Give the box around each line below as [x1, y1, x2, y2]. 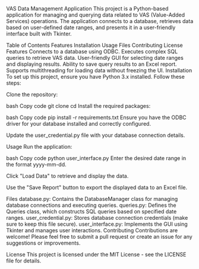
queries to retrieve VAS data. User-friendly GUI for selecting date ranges [6, 55, 184, 61]
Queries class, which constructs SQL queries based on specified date [6, 208, 177, 215]
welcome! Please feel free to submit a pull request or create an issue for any [6, 233, 193, 240]
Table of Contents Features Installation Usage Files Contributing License [6, 41, 183, 49]
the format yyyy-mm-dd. [6, 161, 67, 168]
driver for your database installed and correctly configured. [6, 120, 151, 127]
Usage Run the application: [6, 143, 72, 150]
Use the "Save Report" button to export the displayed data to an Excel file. [6, 184, 188, 191]
